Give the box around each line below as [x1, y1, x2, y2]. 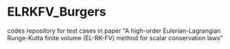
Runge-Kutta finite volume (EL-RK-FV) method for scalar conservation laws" [7, 33, 223, 42]
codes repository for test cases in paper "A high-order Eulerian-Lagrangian [7, 27, 221, 35]
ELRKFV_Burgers [7, 4, 106, 20]
